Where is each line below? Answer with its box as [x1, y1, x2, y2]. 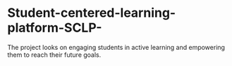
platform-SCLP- [7, 20, 102, 36]
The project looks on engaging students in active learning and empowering [7, 43, 226, 51]
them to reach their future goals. [7, 51, 102, 59]
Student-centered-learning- [7, 5, 176, 21]
